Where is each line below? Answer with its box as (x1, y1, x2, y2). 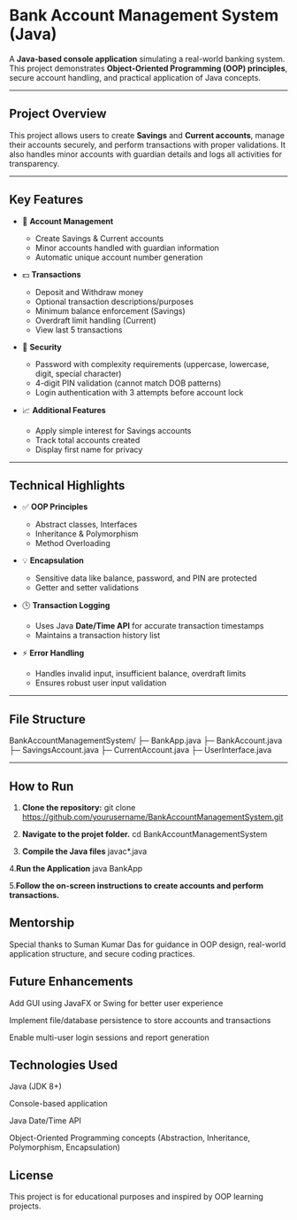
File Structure (9, 711, 86, 727)
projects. (9, 1200, 42, 1211)
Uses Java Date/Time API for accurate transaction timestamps (34, 621, 264, 631)
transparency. (9, 158, 60, 168)
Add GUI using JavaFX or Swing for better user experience (9, 997, 224, 1008)
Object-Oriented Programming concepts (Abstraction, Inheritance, (9, 1132, 250, 1144)
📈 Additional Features (21, 404, 106, 415)
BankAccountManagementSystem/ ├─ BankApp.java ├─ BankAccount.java (9, 735, 283, 746)
